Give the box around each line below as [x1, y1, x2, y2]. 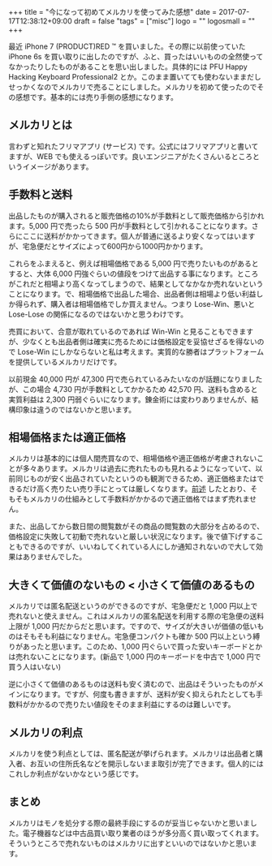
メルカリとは [8, 118, 73, 132]
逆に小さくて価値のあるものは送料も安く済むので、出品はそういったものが [8, 679, 257, 689]
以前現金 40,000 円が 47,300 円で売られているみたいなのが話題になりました [8, 374, 263, 384]
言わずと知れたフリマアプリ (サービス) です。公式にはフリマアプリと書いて [8, 141, 259, 151]
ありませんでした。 [22, 552, 87, 562]
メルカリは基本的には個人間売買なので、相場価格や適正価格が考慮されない [8, 454, 257, 463]
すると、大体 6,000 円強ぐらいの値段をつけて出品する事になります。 [8, 269, 238, 278]
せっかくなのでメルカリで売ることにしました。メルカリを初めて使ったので [8, 82, 257, 92]
